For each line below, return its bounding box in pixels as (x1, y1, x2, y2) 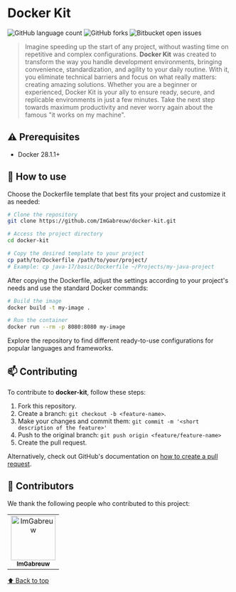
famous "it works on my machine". (24, 110, 126, 119)
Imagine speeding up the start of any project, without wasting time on (24, 42, 229, 51)
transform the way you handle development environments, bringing (24, 57, 222, 66)
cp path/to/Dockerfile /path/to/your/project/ (7, 256, 148, 264)
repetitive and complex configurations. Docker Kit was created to (24, 50, 217, 58)
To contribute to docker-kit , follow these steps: (7, 388, 146, 396)
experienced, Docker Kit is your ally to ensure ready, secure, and (24, 88, 215, 96)
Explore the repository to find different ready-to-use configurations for (7, 336, 214, 345)
